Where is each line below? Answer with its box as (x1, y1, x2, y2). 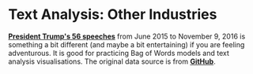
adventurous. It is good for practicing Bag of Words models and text (8, 48, 229, 57)
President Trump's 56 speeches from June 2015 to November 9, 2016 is (8, 31, 246, 41)
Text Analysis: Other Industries (8, 6, 217, 24)
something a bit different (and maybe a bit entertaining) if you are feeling (8, 39, 245, 49)
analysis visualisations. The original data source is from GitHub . (8, 57, 216, 66)
